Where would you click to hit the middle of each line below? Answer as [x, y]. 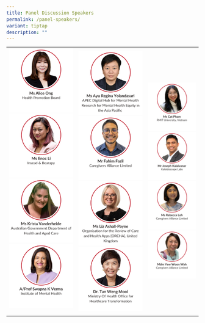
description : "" [27, 32]
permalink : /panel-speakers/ [43, 19]
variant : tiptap [27, 26]
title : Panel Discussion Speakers [50, 13]
